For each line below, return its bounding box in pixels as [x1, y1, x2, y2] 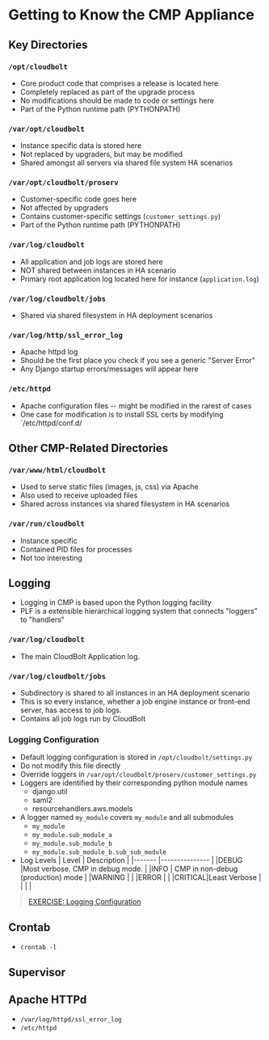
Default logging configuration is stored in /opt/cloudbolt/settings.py [19, 752, 253, 762]
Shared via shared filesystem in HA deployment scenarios [19, 311, 213, 320]
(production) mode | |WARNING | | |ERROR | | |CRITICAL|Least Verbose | [19, 873, 262, 882]
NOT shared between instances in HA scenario [19, 265, 176, 275]
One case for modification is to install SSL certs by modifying [19, 409, 224, 419]
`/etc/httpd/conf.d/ [19, 418, 82, 428]
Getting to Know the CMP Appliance [8, 6, 254, 24]
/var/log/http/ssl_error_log [8, 330, 124, 340]
